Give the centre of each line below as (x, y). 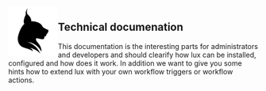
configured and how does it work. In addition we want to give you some (125, 63)
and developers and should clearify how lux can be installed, (157, 55)
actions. (21, 80)
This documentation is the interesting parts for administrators (158, 46)
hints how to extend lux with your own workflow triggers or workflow (121, 71)
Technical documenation (121, 27)
